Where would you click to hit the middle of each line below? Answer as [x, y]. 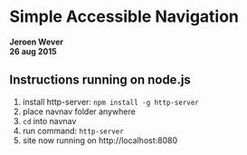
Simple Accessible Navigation [124, 17]
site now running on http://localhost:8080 [100, 140]
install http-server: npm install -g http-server [110, 102]
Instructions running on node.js [100, 80]
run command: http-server [73, 131]
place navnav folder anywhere [79, 111]
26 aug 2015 [33, 51]
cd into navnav [49, 121]
